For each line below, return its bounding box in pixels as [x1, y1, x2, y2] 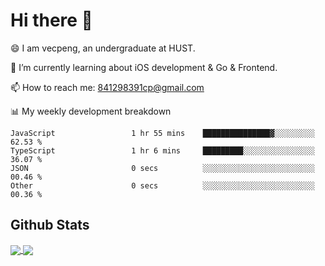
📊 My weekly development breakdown [10, 105, 172, 117]
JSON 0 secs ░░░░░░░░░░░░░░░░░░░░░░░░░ [10, 163, 315, 173]
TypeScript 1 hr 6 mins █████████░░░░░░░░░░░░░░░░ [10, 145, 315, 156]
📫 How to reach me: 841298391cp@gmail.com [10, 81, 205, 93]
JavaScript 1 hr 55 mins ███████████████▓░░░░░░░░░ [10, 128, 315, 138]
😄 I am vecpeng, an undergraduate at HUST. [10, 42, 196, 54]
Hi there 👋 [10, 9, 93, 32]
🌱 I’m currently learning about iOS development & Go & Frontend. [10, 61, 278, 73]
